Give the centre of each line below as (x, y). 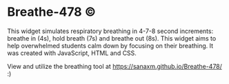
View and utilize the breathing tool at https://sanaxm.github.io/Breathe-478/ (115, 66)
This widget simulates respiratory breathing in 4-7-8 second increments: (110, 31)
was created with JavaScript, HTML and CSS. (72, 53)
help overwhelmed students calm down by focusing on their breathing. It (110, 45)
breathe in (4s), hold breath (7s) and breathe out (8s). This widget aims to (112, 38)
